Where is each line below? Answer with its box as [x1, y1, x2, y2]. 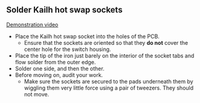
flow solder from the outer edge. [15, 58, 96, 65]
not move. [24, 90, 50, 98]
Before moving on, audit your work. [15, 71, 103, 78]
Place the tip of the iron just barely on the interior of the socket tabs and [15, 51, 195, 59]
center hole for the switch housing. [24, 45, 111, 53]
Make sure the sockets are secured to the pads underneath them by [24, 78, 193, 85]
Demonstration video [6, 21, 59, 28]
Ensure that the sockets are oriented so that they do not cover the [24, 39, 189, 46]
